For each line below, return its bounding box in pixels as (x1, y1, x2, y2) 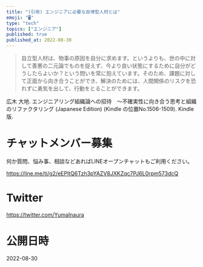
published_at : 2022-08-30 (6, 37, 72, 43)
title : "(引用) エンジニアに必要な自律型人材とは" (6, 8, 120, 15)
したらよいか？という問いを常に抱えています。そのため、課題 (26, 70, 180, 76)
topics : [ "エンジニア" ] (6, 25, 62, 32)
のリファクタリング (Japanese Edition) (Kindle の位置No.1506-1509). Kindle (6, 106, 195, 112)
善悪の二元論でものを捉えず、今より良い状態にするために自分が (32, 62, 191, 69)
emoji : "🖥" (6, 15, 35, 21)
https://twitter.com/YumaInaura (6, 211, 85, 218)
